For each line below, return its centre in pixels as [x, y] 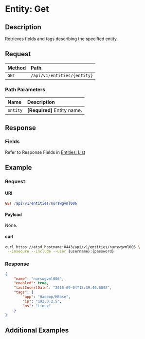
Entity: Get [27, 9]
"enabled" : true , [31, 283]
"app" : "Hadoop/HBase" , [46, 297]
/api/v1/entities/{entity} [62, 75]
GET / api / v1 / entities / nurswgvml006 [41, 204]
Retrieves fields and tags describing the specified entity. [62, 39]
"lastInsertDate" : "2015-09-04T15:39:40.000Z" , [63, 288]
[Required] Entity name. [55, 110]
